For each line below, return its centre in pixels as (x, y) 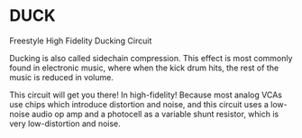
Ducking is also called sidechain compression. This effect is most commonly (151, 58)
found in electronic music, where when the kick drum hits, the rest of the (144, 68)
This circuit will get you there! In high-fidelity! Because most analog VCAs (146, 95)
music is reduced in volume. (62, 77)
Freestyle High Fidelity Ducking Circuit (81, 41)
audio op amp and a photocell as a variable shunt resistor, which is (155, 114)
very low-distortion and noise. (65, 124)
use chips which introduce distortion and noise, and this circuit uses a (139, 104)
